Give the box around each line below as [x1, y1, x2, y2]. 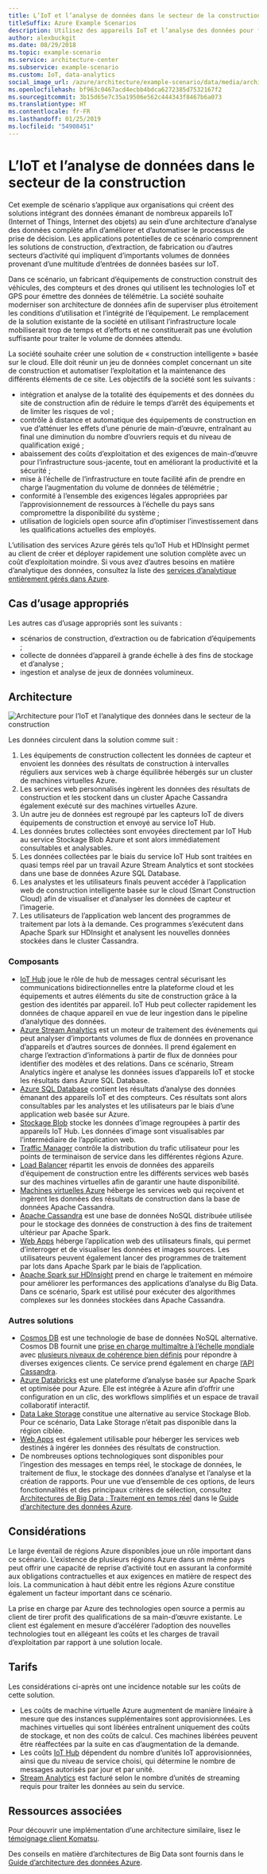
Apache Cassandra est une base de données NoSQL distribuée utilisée [19, 1210, 253, 1220]
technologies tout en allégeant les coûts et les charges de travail [8, 1628, 219, 1638]
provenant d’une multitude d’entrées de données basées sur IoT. [8, 259, 219, 269]
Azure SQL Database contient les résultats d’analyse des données [19, 1084, 236, 1094]
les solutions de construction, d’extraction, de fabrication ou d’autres [8, 242, 233, 251]
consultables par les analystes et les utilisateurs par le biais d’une [19, 1101, 234, 1110]
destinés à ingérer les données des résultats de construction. [19, 1442, 221, 1452]
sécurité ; [19, 466, 52, 475]
